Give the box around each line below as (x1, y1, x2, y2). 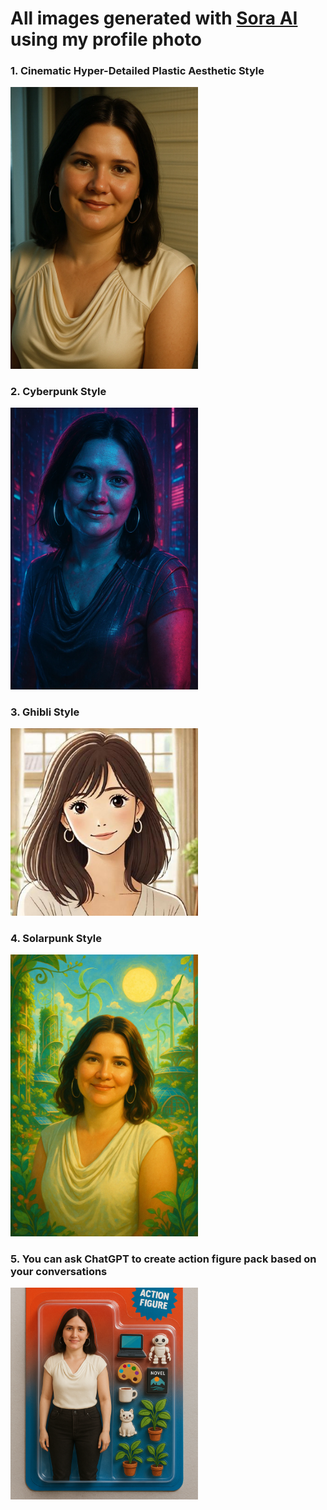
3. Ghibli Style (10, 705, 80, 719)
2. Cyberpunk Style (10, 384, 107, 398)
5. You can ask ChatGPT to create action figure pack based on (10, 1252, 317, 1266)
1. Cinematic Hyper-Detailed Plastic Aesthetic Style (10, 64, 265, 78)
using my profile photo (10, 28, 202, 51)
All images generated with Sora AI (10, 7, 298, 30)
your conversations (10, 1264, 108, 1278)
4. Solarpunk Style (10, 931, 102, 945)
